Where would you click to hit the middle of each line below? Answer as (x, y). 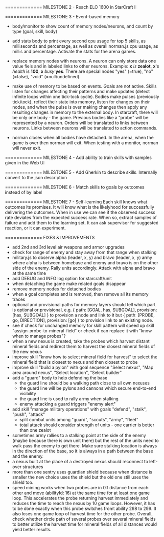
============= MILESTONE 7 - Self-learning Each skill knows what (76, 202)
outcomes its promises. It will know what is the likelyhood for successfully (80, 207)
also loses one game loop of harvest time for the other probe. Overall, (82, 514)
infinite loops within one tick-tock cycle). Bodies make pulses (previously (86, 96)
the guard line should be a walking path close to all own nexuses (85, 383)
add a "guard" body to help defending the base (60, 378)
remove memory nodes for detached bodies (57, 289)
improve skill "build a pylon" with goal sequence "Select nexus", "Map (83, 367)
